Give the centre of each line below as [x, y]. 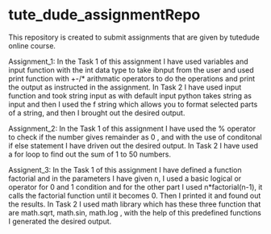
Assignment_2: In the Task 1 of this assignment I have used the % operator [132, 128]
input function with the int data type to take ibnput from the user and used [131, 69]
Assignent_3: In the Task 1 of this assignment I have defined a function [125, 169]
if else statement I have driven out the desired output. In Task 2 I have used [133, 145]
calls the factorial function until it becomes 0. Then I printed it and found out [135, 195]
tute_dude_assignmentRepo [104, 15]
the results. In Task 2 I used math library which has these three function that [135, 204]
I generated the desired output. [60, 221]
